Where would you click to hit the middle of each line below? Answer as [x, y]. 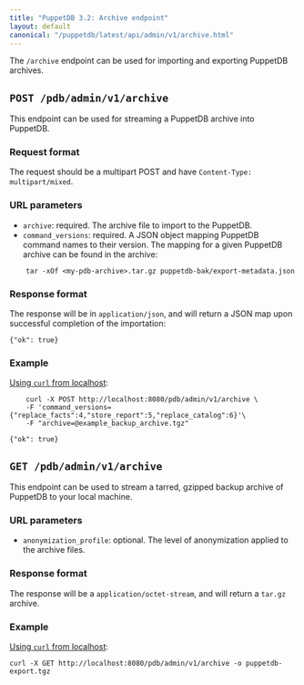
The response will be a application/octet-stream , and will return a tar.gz [148, 593]
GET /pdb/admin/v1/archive [86, 466]
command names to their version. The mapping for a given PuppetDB [152, 244]
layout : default [40, 26]
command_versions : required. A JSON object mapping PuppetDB [141, 234]
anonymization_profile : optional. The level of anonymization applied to [155, 540]
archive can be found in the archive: [90, 254]
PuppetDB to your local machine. [71, 497]
